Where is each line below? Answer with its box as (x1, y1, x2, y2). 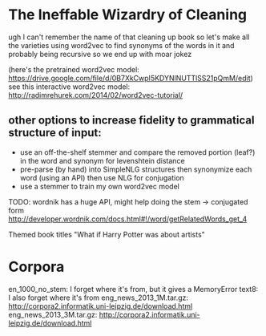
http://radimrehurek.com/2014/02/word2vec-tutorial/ (8, 90, 183, 99)
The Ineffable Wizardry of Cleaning (8, 6, 248, 24)
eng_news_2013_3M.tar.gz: (8, 310, 98, 319)
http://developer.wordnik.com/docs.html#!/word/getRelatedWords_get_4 (8, 214, 248, 224)
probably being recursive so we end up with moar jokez (8, 49, 192, 59)
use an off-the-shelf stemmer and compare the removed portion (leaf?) (19, 147, 256, 157)
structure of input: (8, 126, 102, 140)
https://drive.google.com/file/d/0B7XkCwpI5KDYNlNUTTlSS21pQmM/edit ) (8, 73, 254, 83)
